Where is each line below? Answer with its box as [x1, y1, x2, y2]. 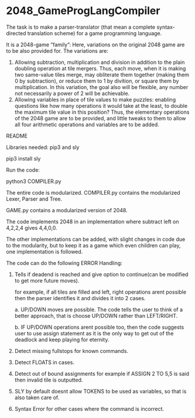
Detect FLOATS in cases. [14, 359, 75, 366]
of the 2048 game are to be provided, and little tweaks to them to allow [14, 114, 186, 121]
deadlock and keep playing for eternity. [14, 336, 110, 343]
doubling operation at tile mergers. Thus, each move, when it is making [14, 64, 186, 72]
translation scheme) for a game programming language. [27, 29, 162, 36]
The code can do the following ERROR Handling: [6, 259, 123, 266]
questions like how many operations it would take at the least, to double [14, 102, 188, 109]
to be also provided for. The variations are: [6, 47, 108, 54]
